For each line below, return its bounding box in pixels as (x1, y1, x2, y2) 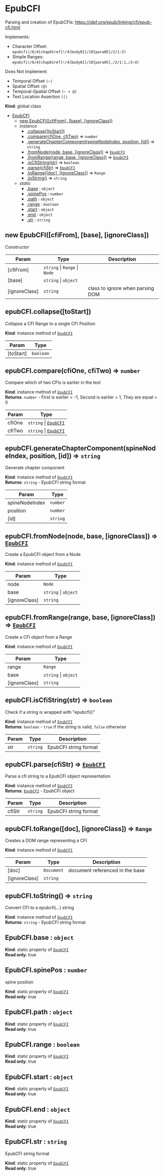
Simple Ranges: (12, 53, 44, 59)
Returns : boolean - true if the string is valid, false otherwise (5, 724, 126, 729)
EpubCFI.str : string (5, 1138, 67, 1146)
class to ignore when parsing (87, 285, 155, 292)
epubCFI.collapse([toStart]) (5, 307, 91, 316)
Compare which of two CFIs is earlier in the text (5, 379, 101, 385)
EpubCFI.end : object (5, 1105, 71, 1113)
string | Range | (43, 264, 79, 271)
